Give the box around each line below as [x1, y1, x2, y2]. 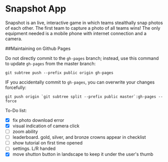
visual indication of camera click [12, 123, 79, 129]
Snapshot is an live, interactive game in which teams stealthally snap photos [5, 20, 163, 26]
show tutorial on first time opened [12, 140, 83, 146]
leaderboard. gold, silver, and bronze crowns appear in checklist [12, 134, 146, 140]
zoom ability [12, 129, 38, 135]
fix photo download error [12, 117, 64, 123]
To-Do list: [5, 107, 27, 113]
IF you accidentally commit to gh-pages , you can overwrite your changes [5, 79, 155, 85]
